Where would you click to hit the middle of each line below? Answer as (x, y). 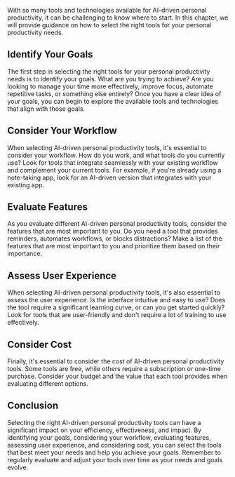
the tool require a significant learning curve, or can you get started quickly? (116, 307)
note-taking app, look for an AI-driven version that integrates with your (109, 177)
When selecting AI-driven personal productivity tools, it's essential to (107, 147)
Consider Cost (40, 344)
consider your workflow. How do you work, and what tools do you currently (116, 155)
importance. (25, 254)
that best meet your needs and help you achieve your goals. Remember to (114, 452)
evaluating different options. (48, 384)
